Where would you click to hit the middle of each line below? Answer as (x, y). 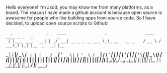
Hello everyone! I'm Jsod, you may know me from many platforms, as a (79, 7)
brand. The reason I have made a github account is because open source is (84, 12)
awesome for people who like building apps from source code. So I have (80, 18)
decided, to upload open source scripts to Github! (57, 23)
